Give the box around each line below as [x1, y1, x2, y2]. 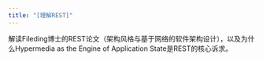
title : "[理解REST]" [8, 11, 73, 20]
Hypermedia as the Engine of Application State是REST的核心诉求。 [14, 44, 233, 53]
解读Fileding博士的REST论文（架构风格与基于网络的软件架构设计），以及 [8, 34, 242, 43]
